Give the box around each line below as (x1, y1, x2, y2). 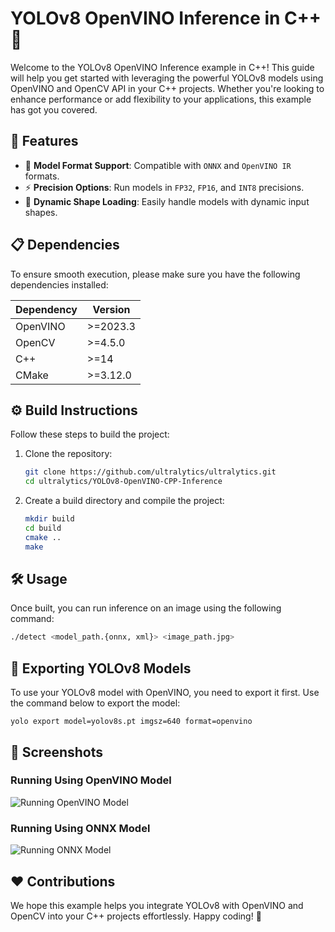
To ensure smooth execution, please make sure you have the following (10, 268, 301, 280)
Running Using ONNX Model (10, 821, 151, 835)
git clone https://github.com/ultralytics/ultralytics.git (24, 467, 277, 477)
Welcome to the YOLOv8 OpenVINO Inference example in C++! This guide (10, 61, 315, 73)
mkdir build (24, 514, 75, 524)
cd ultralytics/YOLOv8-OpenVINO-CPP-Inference (24, 477, 223, 487)
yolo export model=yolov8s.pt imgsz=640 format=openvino (10, 717, 253, 727)
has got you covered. (10, 103, 98, 116)
